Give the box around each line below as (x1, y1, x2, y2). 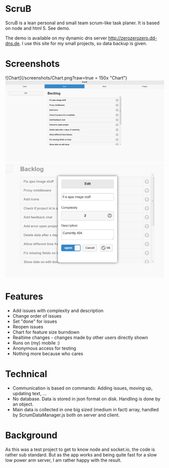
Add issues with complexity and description (12, 308, 104, 314)
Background (5, 430, 58, 441)
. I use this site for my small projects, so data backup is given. (19, 40, 147, 46)
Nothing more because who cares (12, 351, 83, 357)
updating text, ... (12, 391, 47, 397)
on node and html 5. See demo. (5, 25, 71, 31)
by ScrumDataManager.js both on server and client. (12, 412, 120, 418)
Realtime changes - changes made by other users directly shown (12, 334, 148, 341)
